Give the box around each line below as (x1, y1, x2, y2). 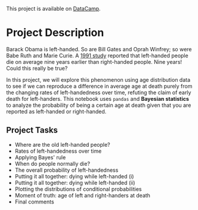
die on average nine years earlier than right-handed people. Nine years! (6, 58, 182, 65)
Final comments (14, 198, 55, 205)
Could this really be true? (6, 64, 68, 72)
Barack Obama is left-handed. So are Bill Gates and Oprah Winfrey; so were (6, 45, 192, 52)
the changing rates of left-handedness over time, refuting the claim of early (6, 89, 191, 96)
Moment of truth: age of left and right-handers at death (14, 192, 151, 199)
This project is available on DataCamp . (6, 5, 101, 12)
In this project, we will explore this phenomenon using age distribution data (6, 76, 191, 83)
